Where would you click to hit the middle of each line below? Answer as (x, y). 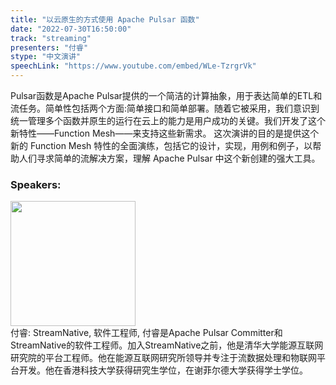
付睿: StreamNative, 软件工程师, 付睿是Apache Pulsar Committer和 (146, 333)
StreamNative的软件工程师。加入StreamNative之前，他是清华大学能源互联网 (167, 345)
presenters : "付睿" (49, 47)
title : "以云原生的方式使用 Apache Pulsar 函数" (105, 19)
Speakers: (36, 184)
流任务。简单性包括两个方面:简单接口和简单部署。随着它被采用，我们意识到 (165, 108)
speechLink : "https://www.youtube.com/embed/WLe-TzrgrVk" (133, 66)
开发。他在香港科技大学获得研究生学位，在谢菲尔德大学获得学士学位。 (163, 370)
